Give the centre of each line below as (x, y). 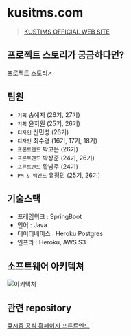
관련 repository (39, 308)
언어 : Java (32, 225)
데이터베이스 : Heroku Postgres (60, 234)
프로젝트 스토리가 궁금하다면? (66, 55)
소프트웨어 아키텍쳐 (46, 266)
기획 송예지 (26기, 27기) (48, 114)
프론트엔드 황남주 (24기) (48, 166)
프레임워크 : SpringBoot (49, 217)
